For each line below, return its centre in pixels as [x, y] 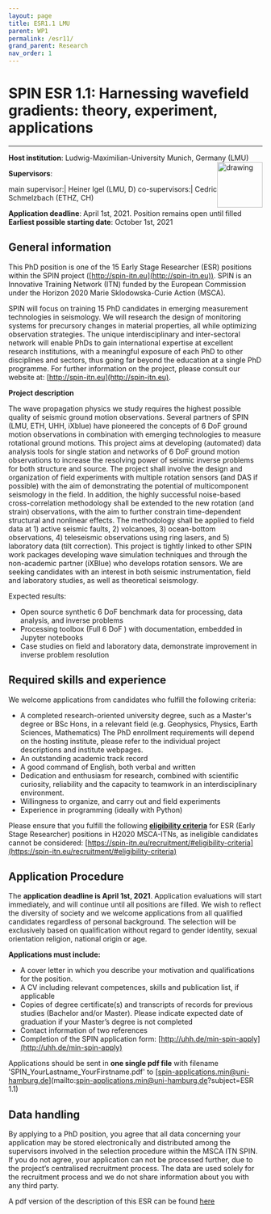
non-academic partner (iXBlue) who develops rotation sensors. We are [126, 563]
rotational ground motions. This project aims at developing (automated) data [135, 442]
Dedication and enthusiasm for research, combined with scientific [129, 775]
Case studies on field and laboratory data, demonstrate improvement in [138, 646]
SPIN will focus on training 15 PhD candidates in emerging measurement [128, 308]
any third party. [33, 1186]
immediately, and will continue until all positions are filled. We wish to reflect [135, 905]
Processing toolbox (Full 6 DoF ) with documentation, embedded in [131, 628]
